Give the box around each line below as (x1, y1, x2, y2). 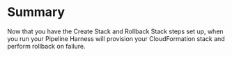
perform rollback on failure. (7, 42, 86, 50)
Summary (7, 4, 65, 20)
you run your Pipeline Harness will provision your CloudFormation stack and (7, 34, 225, 42)
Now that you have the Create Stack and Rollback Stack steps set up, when (7, 27, 224, 35)
